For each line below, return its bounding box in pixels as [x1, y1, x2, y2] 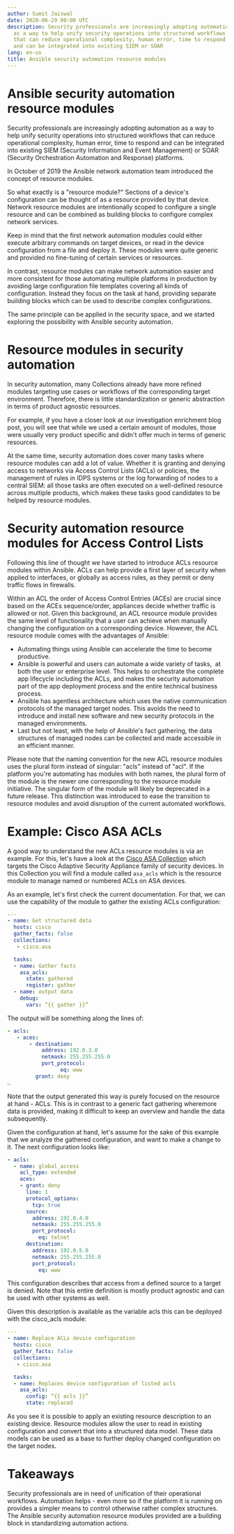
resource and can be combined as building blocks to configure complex [7, 210, 214, 219]
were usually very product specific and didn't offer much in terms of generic [7, 430, 226, 438]
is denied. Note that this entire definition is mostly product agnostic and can [7, 1286, 225, 1295]
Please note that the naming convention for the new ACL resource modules [7, 755, 223, 763]
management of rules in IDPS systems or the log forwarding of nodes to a [7, 473, 218, 482]
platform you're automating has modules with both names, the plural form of [7, 769, 226, 778]
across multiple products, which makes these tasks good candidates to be [7, 488, 221, 496]
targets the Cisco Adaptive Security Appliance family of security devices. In [7, 862, 224, 870]
